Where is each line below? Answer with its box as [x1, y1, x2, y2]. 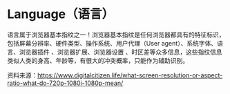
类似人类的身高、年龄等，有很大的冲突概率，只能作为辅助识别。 [7, 56, 189, 64]
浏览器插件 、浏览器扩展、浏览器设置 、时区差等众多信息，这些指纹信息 [19, 48, 222, 56]
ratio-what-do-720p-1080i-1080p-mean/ [7, 79, 124, 87]
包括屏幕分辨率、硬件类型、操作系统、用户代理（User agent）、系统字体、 [7, 39, 218, 47]
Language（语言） [7, 6, 115, 22]
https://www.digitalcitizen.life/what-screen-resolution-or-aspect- [37, 70, 223, 79]
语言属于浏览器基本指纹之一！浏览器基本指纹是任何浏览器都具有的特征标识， [7, 30, 225, 39]
